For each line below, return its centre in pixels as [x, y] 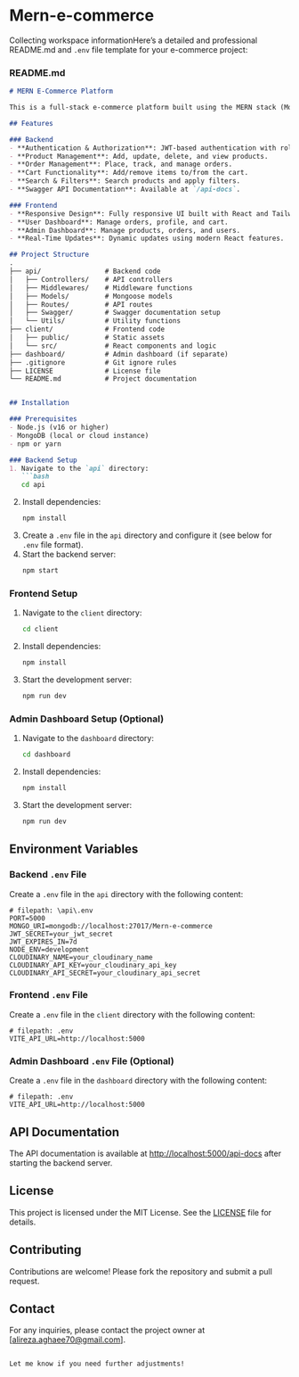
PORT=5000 [28, 918]
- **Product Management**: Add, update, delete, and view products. [139, 156]
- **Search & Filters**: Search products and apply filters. [125, 181]
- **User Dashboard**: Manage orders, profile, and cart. [119, 222]
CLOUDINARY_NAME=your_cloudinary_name [81, 957]
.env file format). [53, 545]
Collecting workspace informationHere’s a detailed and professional [133, 40]
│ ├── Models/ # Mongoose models [91, 296]
